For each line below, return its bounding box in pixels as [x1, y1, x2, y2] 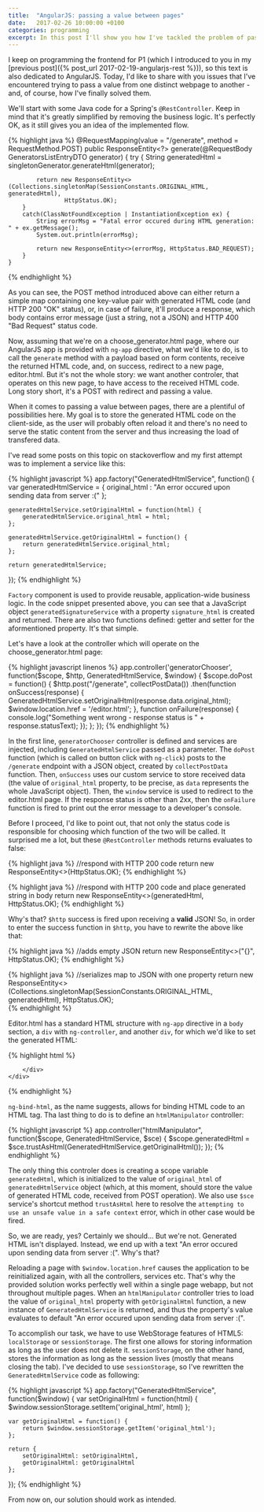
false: [8, 844, 26, 853]
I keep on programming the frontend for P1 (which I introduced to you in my [8, 55, 251, 65]
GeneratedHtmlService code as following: [8, 1370, 140, 1380]
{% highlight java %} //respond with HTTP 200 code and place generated [8, 882, 246, 892]
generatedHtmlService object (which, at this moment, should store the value [8, 1182, 253, 1192]
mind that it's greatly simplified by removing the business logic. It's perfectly [8, 112, 255, 122]
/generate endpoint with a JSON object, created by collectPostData [8, 761, 229, 771]
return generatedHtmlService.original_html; [22, 541, 170, 549]
